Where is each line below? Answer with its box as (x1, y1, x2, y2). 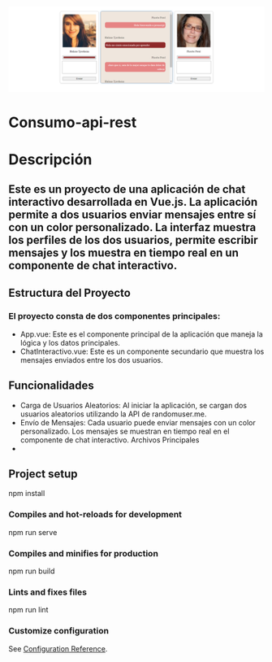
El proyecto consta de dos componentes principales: (8, 311, 221, 322)
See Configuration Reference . (8, 643, 108, 653)
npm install (8, 489, 45, 499)
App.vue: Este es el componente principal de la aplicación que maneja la (19, 329, 264, 339)
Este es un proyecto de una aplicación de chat (8, 182, 246, 197)
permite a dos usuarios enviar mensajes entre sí (8, 208, 257, 222)
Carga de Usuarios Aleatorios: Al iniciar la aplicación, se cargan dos (19, 400, 248, 410)
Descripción (8, 150, 93, 168)
